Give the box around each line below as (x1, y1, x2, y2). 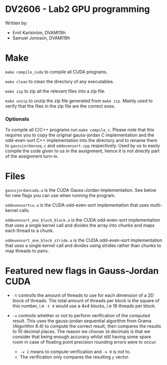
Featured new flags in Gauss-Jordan (5, 265, 159, 277)
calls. (19, 208, 30, 214)
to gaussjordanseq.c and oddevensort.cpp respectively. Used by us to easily (5, 143, 161, 149)
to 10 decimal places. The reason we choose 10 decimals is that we (12, 329, 151, 335)
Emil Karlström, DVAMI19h (12, 29, 66, 35)
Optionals (5, 116, 29, 122)
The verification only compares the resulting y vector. (19, 354, 130, 360)
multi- (150, 202, 163, 208)
